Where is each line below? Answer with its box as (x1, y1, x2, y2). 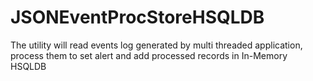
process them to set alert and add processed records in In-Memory (10, 49, 288, 61)
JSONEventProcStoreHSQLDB (10, 6, 265, 29)
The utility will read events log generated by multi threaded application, (10, 39, 303, 51)
